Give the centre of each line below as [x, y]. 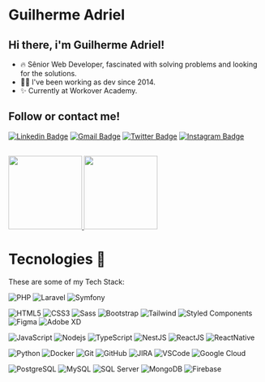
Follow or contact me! [64, 116]
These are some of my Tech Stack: [67, 281]
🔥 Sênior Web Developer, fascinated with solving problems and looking [139, 64]
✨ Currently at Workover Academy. [79, 90]
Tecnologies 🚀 [57, 259]
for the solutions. [48, 73]
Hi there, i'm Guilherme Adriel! [86, 45]
